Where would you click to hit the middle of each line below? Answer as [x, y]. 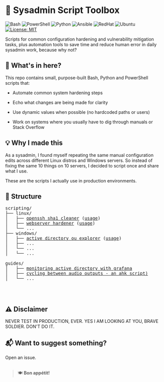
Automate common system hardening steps [57, 93]
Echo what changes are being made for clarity [60, 102]
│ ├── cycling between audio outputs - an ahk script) [77, 273]
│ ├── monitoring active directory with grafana [69, 268]
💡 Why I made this [34, 143]
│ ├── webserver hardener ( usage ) [50, 223]
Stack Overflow [29, 127]
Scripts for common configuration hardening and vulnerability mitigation [80, 39]
